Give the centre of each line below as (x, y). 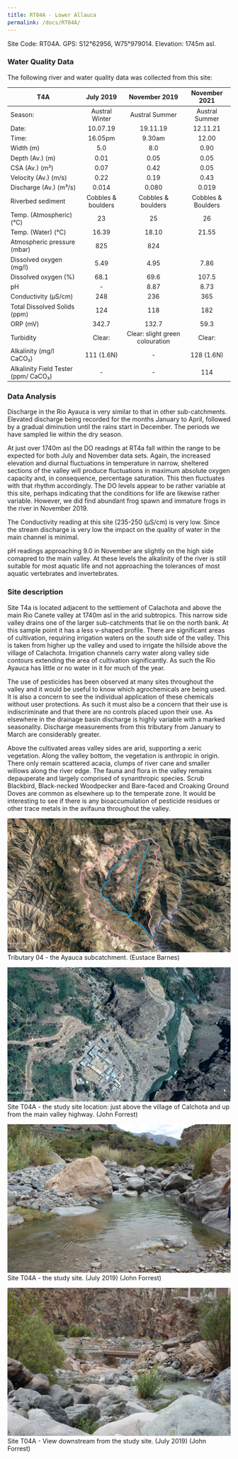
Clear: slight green (153, 334)
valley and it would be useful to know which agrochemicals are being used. (117, 689)
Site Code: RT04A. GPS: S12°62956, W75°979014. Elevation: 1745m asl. (112, 43)
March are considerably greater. (54, 734)
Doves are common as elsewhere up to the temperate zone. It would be (112, 793)
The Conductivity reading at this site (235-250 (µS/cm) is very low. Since (114, 522)
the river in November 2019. (48, 509)
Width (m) (25, 148)
